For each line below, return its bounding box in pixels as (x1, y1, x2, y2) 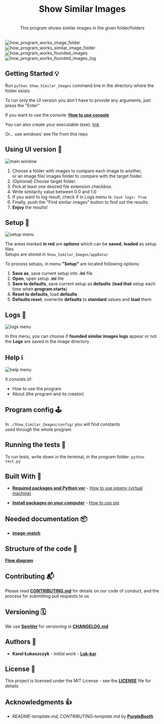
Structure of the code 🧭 (5, 544, 77, 553)
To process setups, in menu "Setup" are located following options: (5, 261, 140, 267)
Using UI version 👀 (5, 145, 62, 154)
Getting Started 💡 (5, 70, 60, 78)
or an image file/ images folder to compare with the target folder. (12, 173, 143, 179)
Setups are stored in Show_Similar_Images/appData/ (5, 251, 109, 257)
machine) (12, 490, 31, 496)
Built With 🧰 (5, 472, 42, 481)
